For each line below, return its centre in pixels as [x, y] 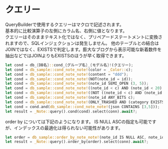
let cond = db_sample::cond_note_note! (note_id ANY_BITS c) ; [70, 98]
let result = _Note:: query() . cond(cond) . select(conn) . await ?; [71, 111]
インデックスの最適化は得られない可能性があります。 [68, 128]
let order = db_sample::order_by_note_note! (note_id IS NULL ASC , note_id [85, 137]
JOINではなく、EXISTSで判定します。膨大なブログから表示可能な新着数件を [83, 49]
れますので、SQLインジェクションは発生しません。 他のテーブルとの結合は [82, 43]
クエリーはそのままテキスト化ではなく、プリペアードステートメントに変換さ [84, 37]
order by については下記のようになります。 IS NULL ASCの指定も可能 [76, 122]
